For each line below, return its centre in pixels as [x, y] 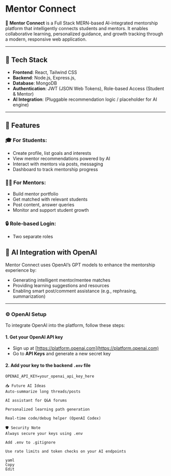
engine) [21, 104]
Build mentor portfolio [35, 193]
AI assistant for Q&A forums [36, 400]
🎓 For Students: [26, 141]
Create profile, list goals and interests [52, 153]
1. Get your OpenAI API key [34, 337]
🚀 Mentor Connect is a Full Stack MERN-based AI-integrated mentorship [82, 23]
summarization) [29, 296]
